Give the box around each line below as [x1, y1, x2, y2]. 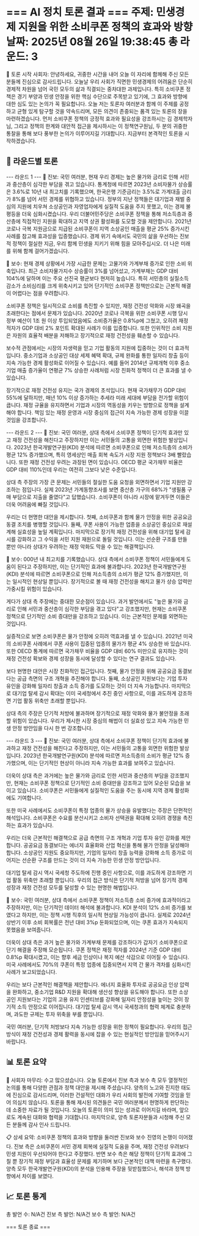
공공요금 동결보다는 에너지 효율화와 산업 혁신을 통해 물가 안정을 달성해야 [23, 841, 190, 848]
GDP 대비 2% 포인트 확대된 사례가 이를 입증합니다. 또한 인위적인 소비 [21, 324, 182, 331]
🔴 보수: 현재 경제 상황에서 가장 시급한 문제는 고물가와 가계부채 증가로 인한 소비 [6, 260, 187, 267]
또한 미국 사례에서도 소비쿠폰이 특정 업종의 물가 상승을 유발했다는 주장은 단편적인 [6, 807, 193, 814]
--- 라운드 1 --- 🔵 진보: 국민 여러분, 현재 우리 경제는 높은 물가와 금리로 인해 [6, 173, 179, 180]
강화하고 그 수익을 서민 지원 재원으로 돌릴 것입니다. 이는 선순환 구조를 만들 [17, 535, 188, 542]
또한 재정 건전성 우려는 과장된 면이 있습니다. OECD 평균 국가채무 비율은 [18, 458, 184, 465]
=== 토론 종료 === [6, 1224, 50, 1231]
